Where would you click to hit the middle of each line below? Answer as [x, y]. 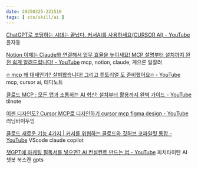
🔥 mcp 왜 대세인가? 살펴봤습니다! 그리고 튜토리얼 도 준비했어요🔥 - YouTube [93, 74]
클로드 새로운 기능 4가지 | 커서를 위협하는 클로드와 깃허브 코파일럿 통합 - [89, 133]
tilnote [14, 101]
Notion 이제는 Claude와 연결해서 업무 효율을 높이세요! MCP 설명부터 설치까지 [95, 54]
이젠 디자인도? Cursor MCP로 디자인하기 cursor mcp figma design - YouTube [97, 113]
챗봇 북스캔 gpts [25, 160]
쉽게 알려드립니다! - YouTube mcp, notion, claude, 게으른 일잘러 [87, 62]
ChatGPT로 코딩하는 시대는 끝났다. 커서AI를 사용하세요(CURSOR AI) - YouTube [98, 35]
